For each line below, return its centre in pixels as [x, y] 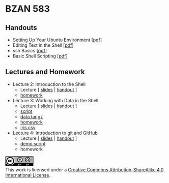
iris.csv [28, 127]
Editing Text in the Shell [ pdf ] [43, 45]
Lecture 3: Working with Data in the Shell [55, 100]
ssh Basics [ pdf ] [30, 51]
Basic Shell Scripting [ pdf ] [40, 56]
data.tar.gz [32, 116]
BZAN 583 [27, 9]
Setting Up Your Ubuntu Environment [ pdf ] [57, 40]
